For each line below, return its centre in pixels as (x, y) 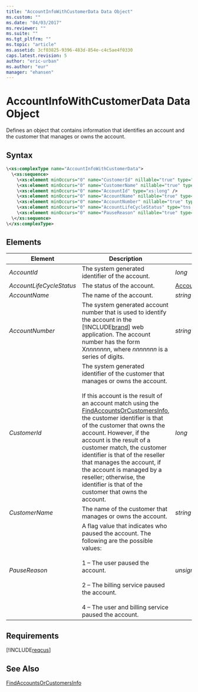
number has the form (111, 342)
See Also (23, 669)
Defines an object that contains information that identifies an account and (95, 130)
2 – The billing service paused (123, 585)
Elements (24, 242)
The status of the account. (118, 286)
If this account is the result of (122, 396)
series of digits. (103, 357)
